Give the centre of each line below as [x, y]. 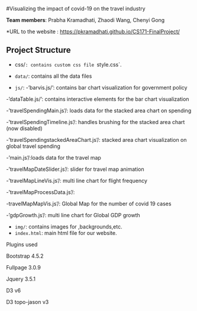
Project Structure [38, 50]
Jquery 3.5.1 [21, 279]
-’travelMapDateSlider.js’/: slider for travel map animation [75, 169]
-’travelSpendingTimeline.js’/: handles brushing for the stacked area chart [96, 122]
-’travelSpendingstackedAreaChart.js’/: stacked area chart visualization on [97, 139]
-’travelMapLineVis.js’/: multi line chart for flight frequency [77, 180]
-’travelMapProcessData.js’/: [41, 192]
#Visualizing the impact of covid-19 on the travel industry [76, 9]
